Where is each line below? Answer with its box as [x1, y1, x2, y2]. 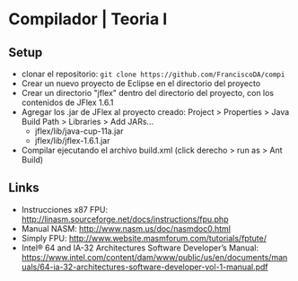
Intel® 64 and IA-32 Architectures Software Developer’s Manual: [21, 242, 259, 253]
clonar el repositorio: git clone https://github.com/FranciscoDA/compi [21, 68, 285, 79]
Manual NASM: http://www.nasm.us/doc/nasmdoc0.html [21, 223, 231, 233]
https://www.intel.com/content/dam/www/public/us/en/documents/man [21, 251, 288, 262]
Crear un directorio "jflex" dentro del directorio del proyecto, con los [21, 88, 275, 98]
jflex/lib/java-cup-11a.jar [34, 126, 124, 136]
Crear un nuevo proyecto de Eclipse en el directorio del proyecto [21, 78, 261, 89]
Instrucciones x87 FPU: [21, 204, 109, 215]
